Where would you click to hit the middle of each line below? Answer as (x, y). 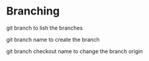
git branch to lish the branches (45, 28)
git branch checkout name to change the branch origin (74, 51)
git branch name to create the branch (53, 39)
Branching (33, 11)
